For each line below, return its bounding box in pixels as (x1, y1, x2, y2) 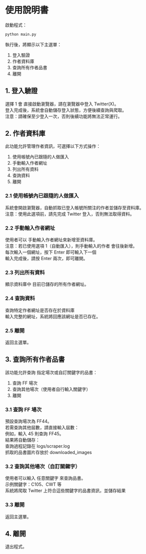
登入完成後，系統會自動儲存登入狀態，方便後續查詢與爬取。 (5, 107, 127, 113)
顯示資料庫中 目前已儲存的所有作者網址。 (5, 281, 89, 287)
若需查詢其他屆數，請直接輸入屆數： (5, 425, 79, 431)
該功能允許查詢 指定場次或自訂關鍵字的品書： (5, 369, 97, 375)
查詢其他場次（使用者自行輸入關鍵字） (12, 386, 91, 392)
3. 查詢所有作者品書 (5, 355, 65, 364)
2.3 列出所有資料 (5, 269, 45, 276)
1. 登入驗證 (5, 87, 38, 95)
